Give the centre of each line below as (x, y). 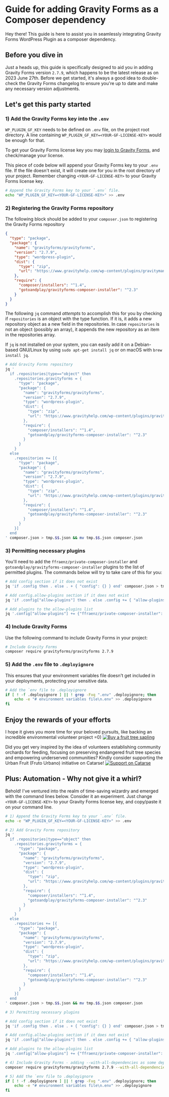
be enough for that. (25, 140)
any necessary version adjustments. (43, 89)
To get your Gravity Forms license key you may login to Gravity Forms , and (82, 150)
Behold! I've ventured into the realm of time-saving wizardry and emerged (82, 791)
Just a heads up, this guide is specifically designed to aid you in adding (79, 67)
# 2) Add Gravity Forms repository (43, 830)
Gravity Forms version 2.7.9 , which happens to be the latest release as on (82, 72)
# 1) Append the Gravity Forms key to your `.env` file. (66, 816)
